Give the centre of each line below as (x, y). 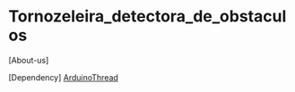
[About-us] (29, 60)
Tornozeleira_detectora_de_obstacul (147, 17)
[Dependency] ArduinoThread (63, 77)
